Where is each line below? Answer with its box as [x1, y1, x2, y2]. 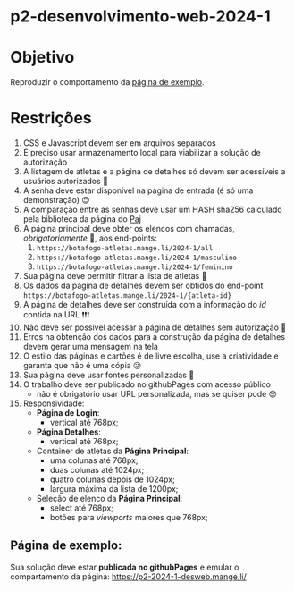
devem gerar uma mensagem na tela [22, 342, 159, 352]
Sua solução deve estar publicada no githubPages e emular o [10, 561, 239, 572]
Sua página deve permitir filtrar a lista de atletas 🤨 [22, 271, 207, 282]
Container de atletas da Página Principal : [36, 445, 189, 457]
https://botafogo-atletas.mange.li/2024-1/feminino [36, 263, 233, 272]
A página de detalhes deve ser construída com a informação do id [22, 300, 266, 310]
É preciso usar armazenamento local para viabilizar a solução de [22, 148, 262, 158]
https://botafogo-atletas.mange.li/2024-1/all [36, 244, 214, 253]
